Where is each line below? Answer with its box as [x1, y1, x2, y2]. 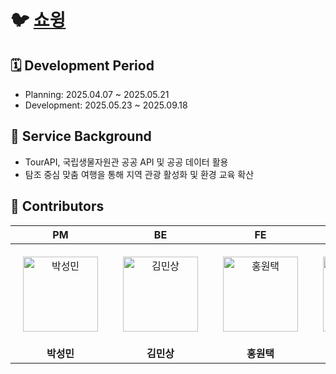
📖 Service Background [10, 128, 152, 145]
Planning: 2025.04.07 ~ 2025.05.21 [24, 89, 170, 100]
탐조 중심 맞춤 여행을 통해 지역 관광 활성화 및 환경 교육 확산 [24, 168, 255, 180]
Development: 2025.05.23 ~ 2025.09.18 [24, 99, 188, 111]
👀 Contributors [10, 198, 105, 215]
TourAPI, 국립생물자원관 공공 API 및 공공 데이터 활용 [24, 156, 229, 168]
